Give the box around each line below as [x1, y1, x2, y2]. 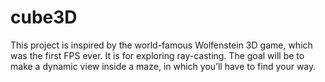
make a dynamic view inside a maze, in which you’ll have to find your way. [10, 60, 317, 72]
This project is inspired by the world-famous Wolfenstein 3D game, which [10, 39, 313, 51]
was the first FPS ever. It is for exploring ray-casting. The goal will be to [10, 49, 305, 61]
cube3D [10, 6, 78, 29]
